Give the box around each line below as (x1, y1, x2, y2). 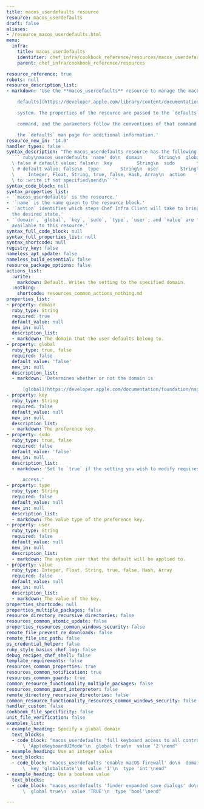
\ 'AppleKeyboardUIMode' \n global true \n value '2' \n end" (22, 743, 178, 749)
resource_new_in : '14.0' (6, 138, 69, 144)
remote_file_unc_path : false (6, 635, 80, 641)
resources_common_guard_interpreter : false (6, 686, 118, 692)
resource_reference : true (6, 71, 72, 77)
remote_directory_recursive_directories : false (6, 692, 129, 698)
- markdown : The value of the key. (12, 595, 102, 602)
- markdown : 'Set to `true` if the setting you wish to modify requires (12, 465, 200, 472)
